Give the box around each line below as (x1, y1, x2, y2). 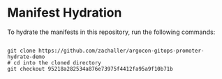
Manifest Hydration (7, 5, 122, 21)
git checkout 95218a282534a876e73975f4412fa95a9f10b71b (7, 65, 173, 72)
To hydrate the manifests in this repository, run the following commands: (7, 28, 216, 36)
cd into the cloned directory (13, 59, 101, 67)
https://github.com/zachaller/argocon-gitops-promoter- (38, 47, 205, 54)
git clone (7, 47, 36, 54)
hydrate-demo (7, 53, 45, 60)
